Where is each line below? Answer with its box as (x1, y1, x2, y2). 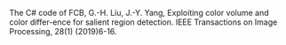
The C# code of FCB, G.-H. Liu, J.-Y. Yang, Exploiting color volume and (9, 8, 269, 18)
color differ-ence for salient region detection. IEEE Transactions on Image (9, 17, 278, 27)
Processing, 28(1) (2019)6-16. (9, 26, 117, 36)
